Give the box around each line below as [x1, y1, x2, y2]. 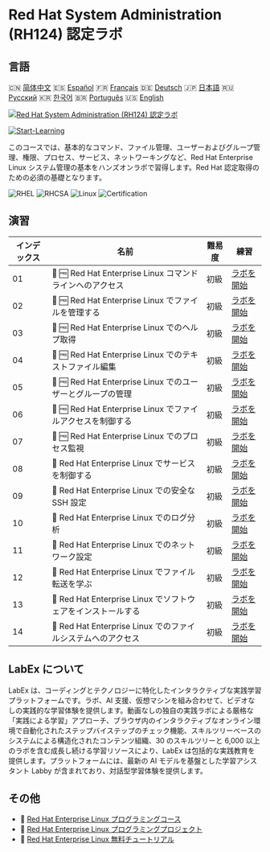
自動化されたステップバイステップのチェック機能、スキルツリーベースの [22, 726, 261, 735]
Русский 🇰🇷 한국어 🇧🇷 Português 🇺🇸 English [8, 93, 165, 102]
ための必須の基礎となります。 [8, 173, 107, 182]
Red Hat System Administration [8, 6, 223, 24]
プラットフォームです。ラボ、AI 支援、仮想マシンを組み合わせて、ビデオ [8, 695, 248, 705]
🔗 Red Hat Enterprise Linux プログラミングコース [19, 814, 182, 824]
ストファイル [51, 360, 100, 372]
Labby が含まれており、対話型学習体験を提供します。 [31, 766, 207, 776]
